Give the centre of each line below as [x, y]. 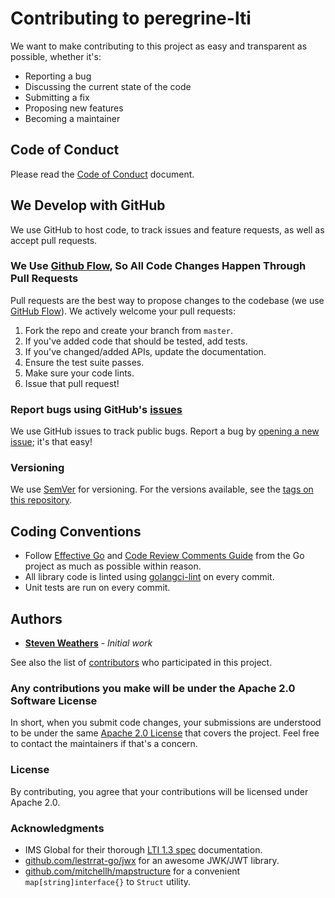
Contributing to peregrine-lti [131, 18]
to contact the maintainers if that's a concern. [104, 744]
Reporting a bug [58, 76]
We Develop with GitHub [88, 205]
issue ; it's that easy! [51, 442]
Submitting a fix [57, 97]
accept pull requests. [54, 240]
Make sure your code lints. [79, 373]
